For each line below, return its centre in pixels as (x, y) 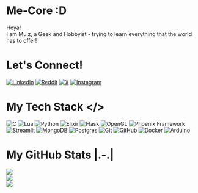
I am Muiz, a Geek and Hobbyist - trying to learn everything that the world (99, 34)
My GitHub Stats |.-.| (60, 155)
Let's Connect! (45, 65)
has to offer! (22, 40)
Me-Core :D (37, 11)
